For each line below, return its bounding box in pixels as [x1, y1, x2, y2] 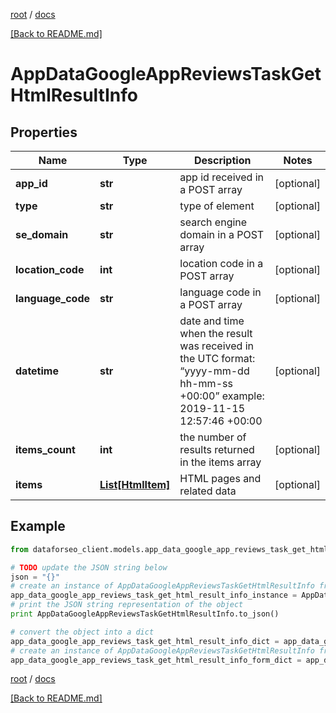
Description [193, 154, 252, 167]
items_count [15, 443, 76, 456]
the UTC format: [179, 352, 256, 365]
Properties [10, 124, 78, 141]
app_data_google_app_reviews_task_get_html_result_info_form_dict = [10, 655, 302, 665]
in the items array [179, 455, 262, 469]
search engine [179, 215, 248, 229]
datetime [15, 364, 59, 378]
